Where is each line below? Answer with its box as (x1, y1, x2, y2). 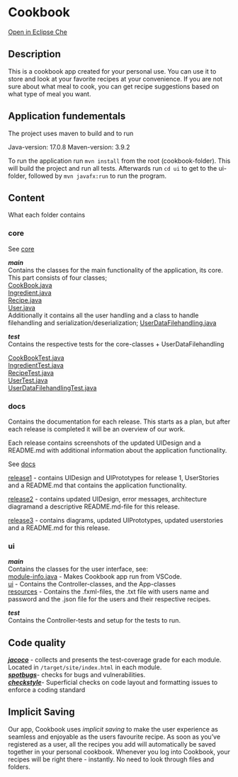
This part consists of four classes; (8, 273, 108, 282)
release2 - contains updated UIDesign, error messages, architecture (8, 494, 208, 503)
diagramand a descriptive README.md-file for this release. (8, 502, 180, 511)
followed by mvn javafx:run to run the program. (28, 171, 167, 180)
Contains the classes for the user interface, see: (8, 565, 148, 574)
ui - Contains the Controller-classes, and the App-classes (8, 580, 176, 589)
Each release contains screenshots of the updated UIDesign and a (8, 438, 201, 447)
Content (8, 192, 45, 204)
